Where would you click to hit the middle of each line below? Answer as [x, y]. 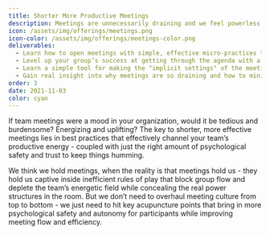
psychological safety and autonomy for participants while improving [121, 213]
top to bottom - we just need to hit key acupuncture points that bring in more [135, 205]
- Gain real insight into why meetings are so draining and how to [131, 76]
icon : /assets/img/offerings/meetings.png [80, 31]
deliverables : [32, 46]
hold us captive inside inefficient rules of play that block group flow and [127, 179]
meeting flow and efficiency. [55, 222]
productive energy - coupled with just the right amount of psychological [127, 146]
